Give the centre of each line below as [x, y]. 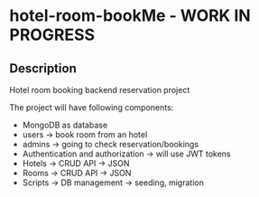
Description [43, 68]
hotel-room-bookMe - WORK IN [130, 16]
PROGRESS [52, 35]
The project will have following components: [92, 108]
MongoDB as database [65, 125]
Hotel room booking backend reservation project [100, 90]
